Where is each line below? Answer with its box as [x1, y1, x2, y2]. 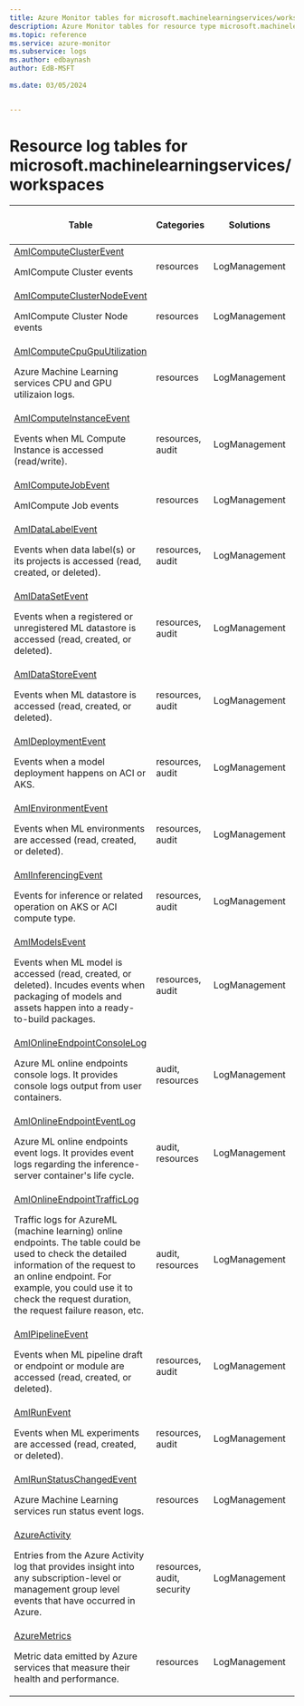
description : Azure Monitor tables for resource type [9, 22, 217, 31]
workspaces [9, 174, 105, 195]
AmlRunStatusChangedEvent [14, 1473, 138, 1486]
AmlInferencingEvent [14, 868, 103, 881]
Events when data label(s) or [14, 543, 136, 556]
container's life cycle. [43, 1169, 135, 1182]
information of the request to [14, 1258, 136, 1271]
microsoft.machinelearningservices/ [9, 155, 292, 175]
